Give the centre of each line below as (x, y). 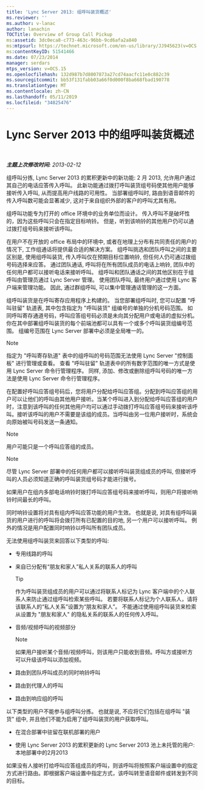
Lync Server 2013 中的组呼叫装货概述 (100, 134)
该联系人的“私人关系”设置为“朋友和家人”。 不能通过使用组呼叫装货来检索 (106, 607)
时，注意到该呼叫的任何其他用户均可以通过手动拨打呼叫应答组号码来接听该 (99, 407)
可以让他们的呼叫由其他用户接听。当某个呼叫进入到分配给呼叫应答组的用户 (104, 399)
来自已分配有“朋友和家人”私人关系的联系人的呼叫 (76, 566)
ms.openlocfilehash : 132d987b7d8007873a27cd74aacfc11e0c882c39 (88, 74)
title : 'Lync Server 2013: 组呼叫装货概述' (59, 12)
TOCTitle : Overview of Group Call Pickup (59, 35)
